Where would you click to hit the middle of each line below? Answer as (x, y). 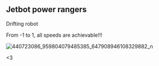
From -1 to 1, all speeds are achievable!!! (54, 35)
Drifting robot (22, 23)
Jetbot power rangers (46, 10)
